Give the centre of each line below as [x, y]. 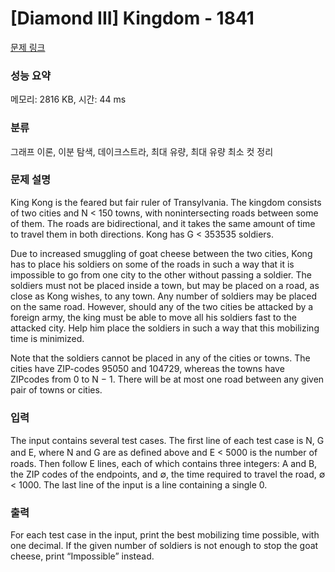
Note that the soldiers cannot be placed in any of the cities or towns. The [160, 358]
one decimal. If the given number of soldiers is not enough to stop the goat [164, 546]
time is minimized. [47, 338]
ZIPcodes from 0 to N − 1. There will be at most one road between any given [167, 379]
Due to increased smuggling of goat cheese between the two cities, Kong [161, 253]
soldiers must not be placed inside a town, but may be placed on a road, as [165, 285]
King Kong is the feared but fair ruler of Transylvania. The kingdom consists [166, 202]
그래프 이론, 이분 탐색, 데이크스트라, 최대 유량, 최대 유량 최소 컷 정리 [142, 151]
